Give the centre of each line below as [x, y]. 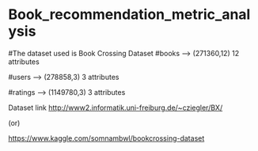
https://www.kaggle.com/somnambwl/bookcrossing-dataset [106, 138]
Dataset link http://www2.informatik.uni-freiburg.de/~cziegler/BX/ [116, 108]
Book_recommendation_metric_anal [129, 15]
